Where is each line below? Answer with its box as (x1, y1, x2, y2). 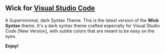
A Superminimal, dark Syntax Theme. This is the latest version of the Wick (5, 17, 159, 23)
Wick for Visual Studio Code (5, 4, 95, 12)
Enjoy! (5, 42, 19, 49)
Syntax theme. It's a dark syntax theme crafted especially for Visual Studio (5, 22, 160, 28)
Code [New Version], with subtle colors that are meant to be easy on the (5, 27, 154, 34)
